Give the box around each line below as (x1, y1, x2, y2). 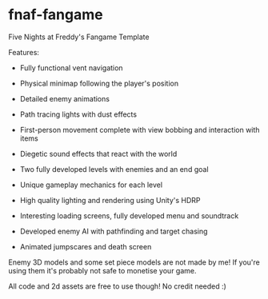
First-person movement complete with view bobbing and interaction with (19, 125, 260, 134)
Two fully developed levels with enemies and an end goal (19, 164, 210, 173)
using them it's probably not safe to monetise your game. (8, 265, 197, 275)
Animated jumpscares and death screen (19, 241, 152, 251)
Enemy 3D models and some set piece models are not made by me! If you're (8, 257, 260, 267)
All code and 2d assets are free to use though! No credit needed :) (8, 281, 226, 291)
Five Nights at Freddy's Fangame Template (8, 32, 150, 42)
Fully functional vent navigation (19, 62, 123, 73)
